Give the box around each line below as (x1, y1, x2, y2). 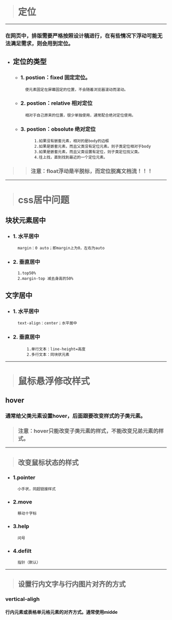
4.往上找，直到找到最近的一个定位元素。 (34, 155, 107, 160)
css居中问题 (17, 194, 70, 206)
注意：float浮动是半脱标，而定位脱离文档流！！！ (30, 168, 153, 175)
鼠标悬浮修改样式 (17, 375, 90, 387)
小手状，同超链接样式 (17, 487, 56, 492)
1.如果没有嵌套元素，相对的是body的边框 (34, 139, 109, 144)
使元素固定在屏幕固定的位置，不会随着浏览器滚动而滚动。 (25, 87, 128, 92)
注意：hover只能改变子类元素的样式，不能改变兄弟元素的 (17, 428, 159, 435)
